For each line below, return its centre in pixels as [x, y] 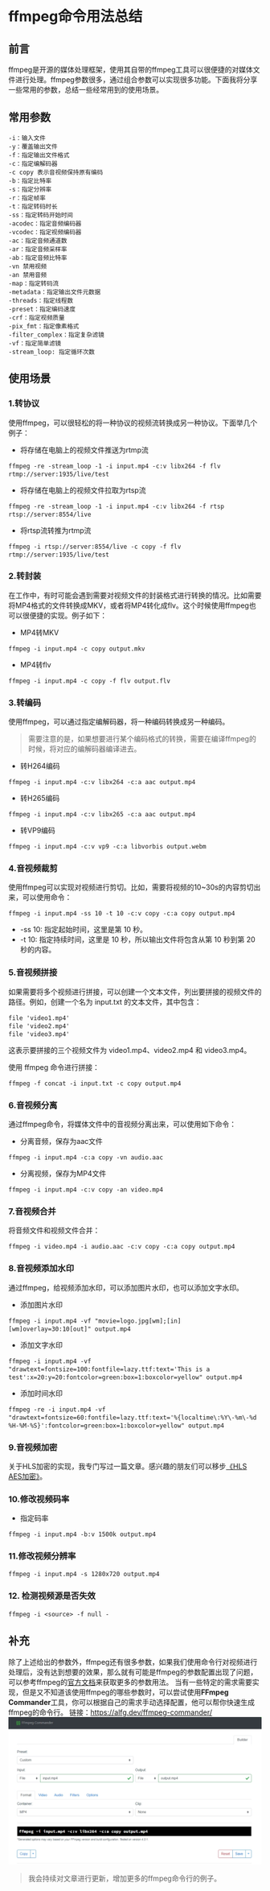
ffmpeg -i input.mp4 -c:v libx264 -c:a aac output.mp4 [102, 782]
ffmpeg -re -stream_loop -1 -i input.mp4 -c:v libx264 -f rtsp [117, 506]
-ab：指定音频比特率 [38, 258]
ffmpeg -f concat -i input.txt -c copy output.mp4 [95, 1084]
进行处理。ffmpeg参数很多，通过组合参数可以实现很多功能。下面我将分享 [136, 80]
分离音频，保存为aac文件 [61, 1141]
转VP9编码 [38, 831]
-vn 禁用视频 [28, 266]
